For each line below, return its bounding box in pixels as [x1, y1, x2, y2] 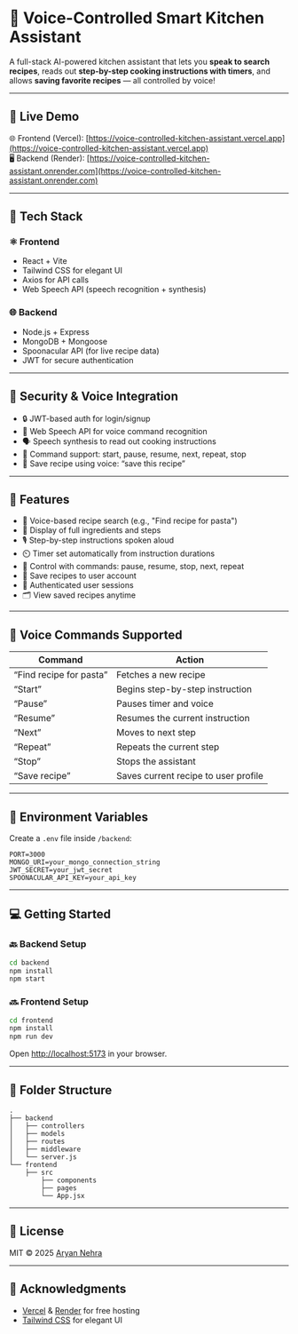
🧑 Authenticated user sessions [21, 580, 135, 591]
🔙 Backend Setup [9, 938, 87, 950]
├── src [25, 1168, 53, 1178]
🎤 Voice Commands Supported [9, 627, 183, 642]
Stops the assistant [116, 755, 197, 767]
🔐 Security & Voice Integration [9, 389, 179, 404]
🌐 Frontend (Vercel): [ [9, 132, 90, 143]
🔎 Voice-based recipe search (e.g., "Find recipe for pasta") [21, 515, 238, 527]
